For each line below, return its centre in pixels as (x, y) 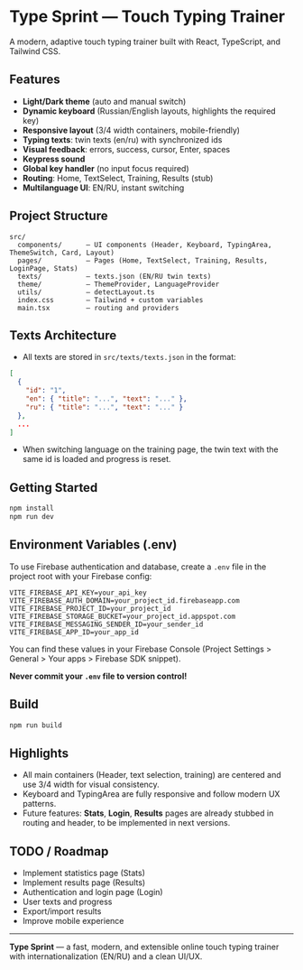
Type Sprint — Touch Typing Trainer (147, 17)
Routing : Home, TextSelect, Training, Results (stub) (118, 178)
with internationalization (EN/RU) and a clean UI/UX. (106, 956)
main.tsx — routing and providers (98, 308)
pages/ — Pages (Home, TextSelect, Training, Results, (143, 260)
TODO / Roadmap (59, 851)
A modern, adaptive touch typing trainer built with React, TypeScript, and (145, 42)
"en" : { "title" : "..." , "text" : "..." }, (106, 399)
